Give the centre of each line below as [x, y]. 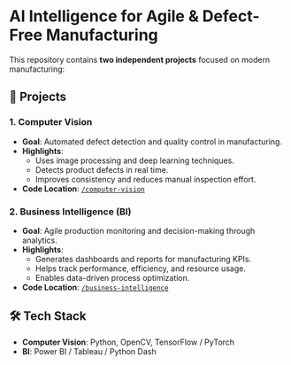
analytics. [39, 240]
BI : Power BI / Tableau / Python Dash [89, 351]
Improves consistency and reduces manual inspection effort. [145, 179]
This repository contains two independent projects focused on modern [140, 59]
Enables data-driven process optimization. [112, 277]
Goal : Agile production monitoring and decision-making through [138, 230]
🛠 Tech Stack [48, 316]
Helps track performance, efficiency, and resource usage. [140, 268]
